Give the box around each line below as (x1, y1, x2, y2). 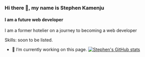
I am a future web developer (4, 17, 63, 23)
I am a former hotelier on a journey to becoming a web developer (4, 28, 137, 33)
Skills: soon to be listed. (4, 37, 53, 43)
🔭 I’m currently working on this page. (11, 47, 87, 53)
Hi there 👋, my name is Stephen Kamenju (4, 4, 104, 11)
